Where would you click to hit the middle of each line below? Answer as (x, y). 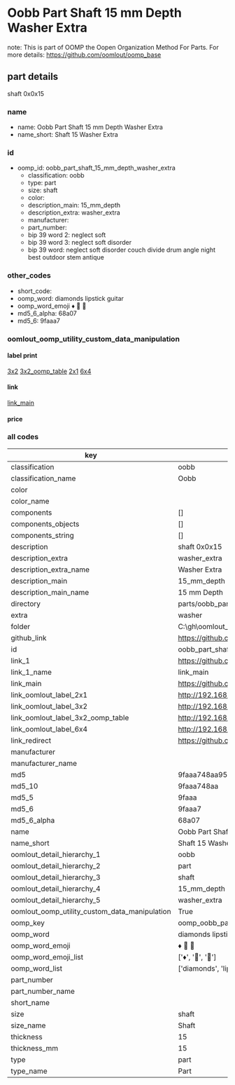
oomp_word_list (37, 968)
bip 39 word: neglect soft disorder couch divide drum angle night (121, 250)
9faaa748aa (198, 786)
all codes (23, 437)
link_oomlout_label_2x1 (49, 694)
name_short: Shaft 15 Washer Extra (68, 135)
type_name (29, 1071)
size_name (28, 1025)
